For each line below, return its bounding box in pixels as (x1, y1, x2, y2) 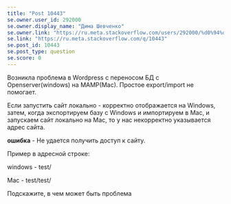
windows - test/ (7, 162, 52, 171)
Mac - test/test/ (7, 176, 52, 184)
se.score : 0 (7, 55, 41, 62)
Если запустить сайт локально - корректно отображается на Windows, (7, 101, 216, 110)
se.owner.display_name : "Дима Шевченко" (7, 23, 125, 29)
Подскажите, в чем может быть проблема (7, 189, 132, 197)
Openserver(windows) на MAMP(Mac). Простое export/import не (7, 80, 194, 89)
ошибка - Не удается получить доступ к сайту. (7, 136, 146, 144)
